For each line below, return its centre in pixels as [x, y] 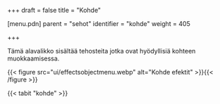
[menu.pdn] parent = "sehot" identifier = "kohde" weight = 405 [99, 24]
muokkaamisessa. [33, 58]
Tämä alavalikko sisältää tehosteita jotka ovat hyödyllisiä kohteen [102, 51]
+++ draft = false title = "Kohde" [54, 10]
